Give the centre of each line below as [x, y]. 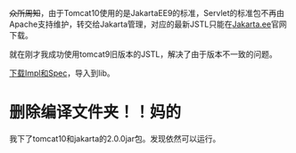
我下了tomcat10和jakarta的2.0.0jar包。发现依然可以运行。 [115, 138]
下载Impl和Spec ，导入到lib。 [62, 73]
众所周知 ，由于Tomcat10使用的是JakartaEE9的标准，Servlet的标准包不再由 [147, 13]
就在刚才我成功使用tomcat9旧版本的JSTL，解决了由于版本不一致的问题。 [144, 54]
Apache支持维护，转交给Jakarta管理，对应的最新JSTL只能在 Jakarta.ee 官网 [148, 24]
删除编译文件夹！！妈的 [95, 113]
